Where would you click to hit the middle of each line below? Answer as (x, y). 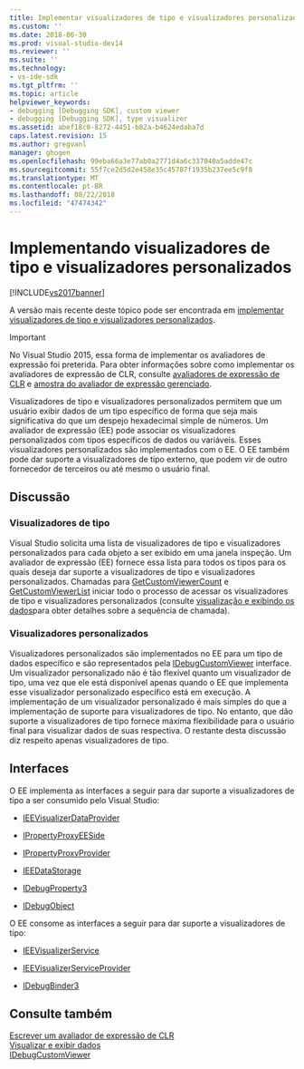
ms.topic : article (44, 93)
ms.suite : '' (34, 60)
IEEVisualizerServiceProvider (76, 967)
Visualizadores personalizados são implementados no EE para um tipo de (146, 653)
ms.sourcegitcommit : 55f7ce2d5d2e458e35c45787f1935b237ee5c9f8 (131, 170)
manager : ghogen (40, 152)
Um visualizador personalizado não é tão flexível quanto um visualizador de (150, 673)
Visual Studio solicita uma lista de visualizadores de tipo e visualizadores (145, 543)
